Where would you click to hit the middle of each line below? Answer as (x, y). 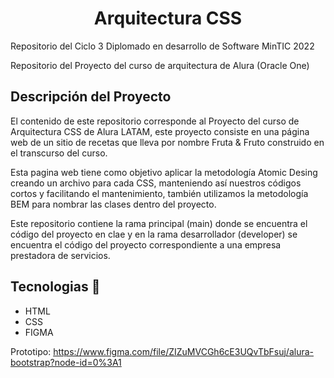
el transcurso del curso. (59, 153)
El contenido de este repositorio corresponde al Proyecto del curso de (155, 121)
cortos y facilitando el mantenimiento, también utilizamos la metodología (159, 193)
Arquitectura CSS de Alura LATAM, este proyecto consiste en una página (160, 131)
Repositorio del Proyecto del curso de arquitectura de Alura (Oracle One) (160, 65)
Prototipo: (31, 351)
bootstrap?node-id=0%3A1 (66, 362)
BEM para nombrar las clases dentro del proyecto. (113, 204)
